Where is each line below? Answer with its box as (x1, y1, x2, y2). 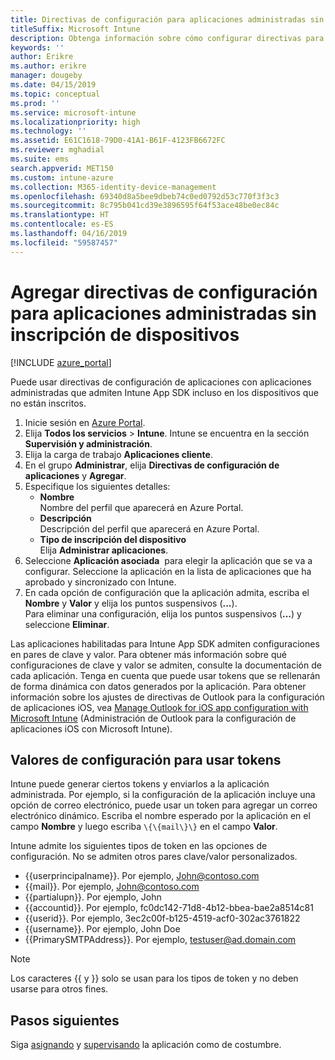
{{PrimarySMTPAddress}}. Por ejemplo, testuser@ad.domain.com (24, 934, 297, 946)
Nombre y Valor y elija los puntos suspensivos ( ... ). (24, 597, 238, 609)
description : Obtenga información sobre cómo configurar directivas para (10, 33, 325, 43)
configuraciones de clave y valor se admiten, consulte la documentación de (10, 659, 322, 671)
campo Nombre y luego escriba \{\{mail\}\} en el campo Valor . (10, 821, 278, 833)
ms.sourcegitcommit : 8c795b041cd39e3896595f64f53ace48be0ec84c (10, 201, 280, 211)
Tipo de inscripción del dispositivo (39, 533, 187, 545)
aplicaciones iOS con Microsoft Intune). (10, 722, 173, 735)
